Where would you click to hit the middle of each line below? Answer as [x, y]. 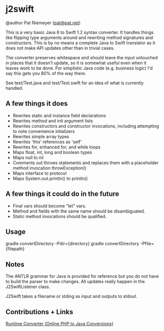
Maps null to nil [28, 157]
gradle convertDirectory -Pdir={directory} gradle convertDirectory [72, 244]
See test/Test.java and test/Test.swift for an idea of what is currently [75, 83]
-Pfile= [147, 244]
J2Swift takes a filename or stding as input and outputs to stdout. [71, 296]
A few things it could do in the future [62, 194]
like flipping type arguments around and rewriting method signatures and [79, 37]
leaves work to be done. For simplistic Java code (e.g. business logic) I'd [79, 68]
